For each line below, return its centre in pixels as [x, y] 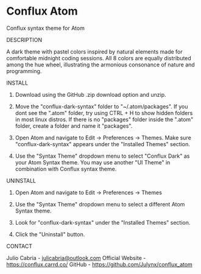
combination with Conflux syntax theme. [66, 169]
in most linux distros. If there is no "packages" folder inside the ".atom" [104, 119]
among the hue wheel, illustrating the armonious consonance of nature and [100, 65]
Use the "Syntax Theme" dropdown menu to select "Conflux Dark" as [102, 156]
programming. [24, 71]
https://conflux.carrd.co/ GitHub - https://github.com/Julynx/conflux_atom [100, 264]
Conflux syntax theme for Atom [46, 28]
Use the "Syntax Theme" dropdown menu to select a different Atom [100, 204]
